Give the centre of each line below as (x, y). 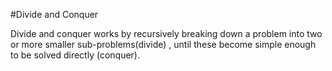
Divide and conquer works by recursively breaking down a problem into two (166, 33)
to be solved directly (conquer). (75, 55)
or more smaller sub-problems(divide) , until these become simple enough (163, 44)
